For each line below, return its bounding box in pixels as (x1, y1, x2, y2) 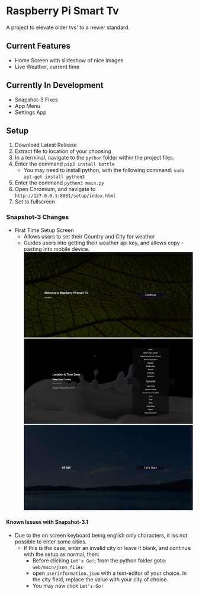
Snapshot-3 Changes (6, 213, 69, 221)
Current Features (6, 41, 71, 51)
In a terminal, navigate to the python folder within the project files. (14, 154, 175, 161)
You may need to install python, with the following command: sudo (23, 167, 185, 174)
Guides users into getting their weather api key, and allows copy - (23, 239, 184, 246)
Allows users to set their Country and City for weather (23, 233, 155, 240)
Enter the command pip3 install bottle (14, 160, 115, 167)
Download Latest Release (14, 141, 77, 149)
